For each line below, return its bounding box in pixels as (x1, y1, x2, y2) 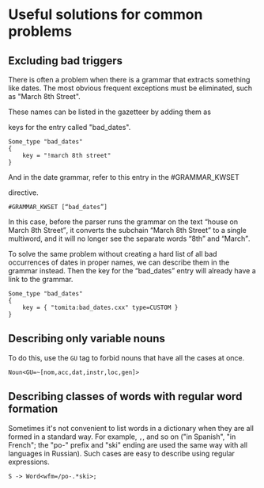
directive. (8, 188, 39, 197)
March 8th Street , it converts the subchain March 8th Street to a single (8, 226, 247, 234)
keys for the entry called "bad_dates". (8, 123, 131, 132)
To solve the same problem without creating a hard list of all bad (8, 250, 217, 258)
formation (8, 402, 58, 416)
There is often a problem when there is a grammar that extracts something (8, 75, 251, 84)
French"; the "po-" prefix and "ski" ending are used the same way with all (8, 440, 247, 449)
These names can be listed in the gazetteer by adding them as (8, 107, 212, 116)
